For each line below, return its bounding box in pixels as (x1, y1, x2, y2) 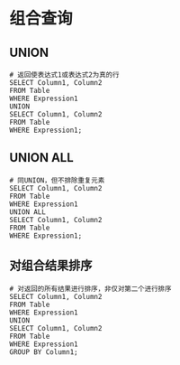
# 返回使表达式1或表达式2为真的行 (9, 70, 120, 80)
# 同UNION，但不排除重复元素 (9, 175, 105, 185)
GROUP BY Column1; (9, 347, 78, 357)
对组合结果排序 (9, 258, 93, 274)
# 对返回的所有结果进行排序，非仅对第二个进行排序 (9, 284, 172, 294)
